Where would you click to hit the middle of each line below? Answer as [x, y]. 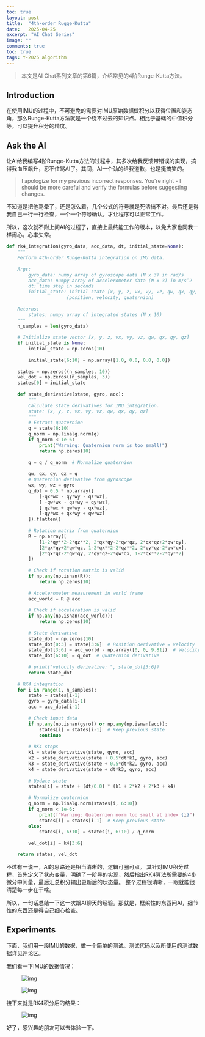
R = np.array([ [48, 536]
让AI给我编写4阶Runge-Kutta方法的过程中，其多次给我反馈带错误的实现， [99, 161]
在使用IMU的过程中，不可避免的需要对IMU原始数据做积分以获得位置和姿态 [99, 111]
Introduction [31, 95]
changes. [33, 194]
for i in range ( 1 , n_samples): [57, 690]
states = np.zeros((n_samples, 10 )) [64, 371]
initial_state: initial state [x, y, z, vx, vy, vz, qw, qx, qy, [113, 292]
